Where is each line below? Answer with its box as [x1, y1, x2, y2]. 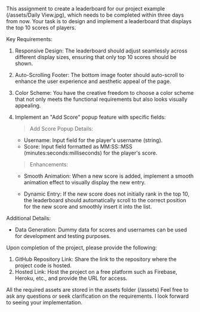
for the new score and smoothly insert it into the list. [23, 203, 152, 210]
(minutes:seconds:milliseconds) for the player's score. [23, 149, 158, 156]
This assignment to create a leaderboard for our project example [6, 5, 165, 12]
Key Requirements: [6, 36, 53, 42]
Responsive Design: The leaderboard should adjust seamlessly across [14, 47, 188, 54]
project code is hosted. [14, 262, 72, 269]
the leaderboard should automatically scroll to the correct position [23, 197, 187, 203]
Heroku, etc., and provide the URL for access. [14, 274, 128, 282]
